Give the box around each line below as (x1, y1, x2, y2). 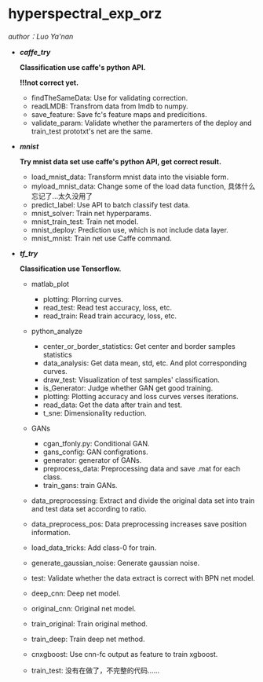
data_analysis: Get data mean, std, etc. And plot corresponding (42, 358, 247, 368)
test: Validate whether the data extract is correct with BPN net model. (31, 573, 255, 582)
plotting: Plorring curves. (42, 294, 123, 303)
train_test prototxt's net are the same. (31, 126, 153, 136)
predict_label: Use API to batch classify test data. (31, 200, 191, 209)
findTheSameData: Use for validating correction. (31, 93, 188, 102)
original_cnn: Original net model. (31, 603, 136, 613)
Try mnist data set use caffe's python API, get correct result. (19, 156, 222, 166)
